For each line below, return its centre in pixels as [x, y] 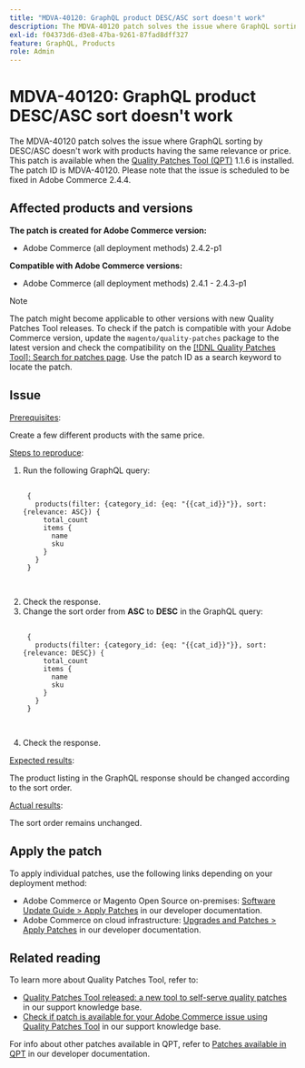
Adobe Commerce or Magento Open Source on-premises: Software [149, 901]
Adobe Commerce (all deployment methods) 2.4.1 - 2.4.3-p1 [134, 283]
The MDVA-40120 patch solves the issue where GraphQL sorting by [136, 141]
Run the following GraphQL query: [86, 470]
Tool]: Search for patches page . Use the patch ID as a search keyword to [145, 357]
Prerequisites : [35, 417]
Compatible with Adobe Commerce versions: [96, 266]
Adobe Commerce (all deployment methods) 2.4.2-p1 [122, 247]
